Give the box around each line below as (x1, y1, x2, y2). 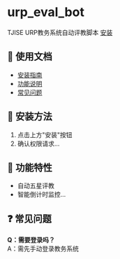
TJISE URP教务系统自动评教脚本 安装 (7, 28, 113, 36)
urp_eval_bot (7, 4, 85, 20)
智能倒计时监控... (17, 190, 66, 199)
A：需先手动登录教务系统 (7, 244, 79, 253)
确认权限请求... (17, 139, 60, 148)
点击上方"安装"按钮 (17, 130, 73, 139)
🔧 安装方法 (7, 111, 52, 122)
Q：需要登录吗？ (7, 236, 55, 244)
